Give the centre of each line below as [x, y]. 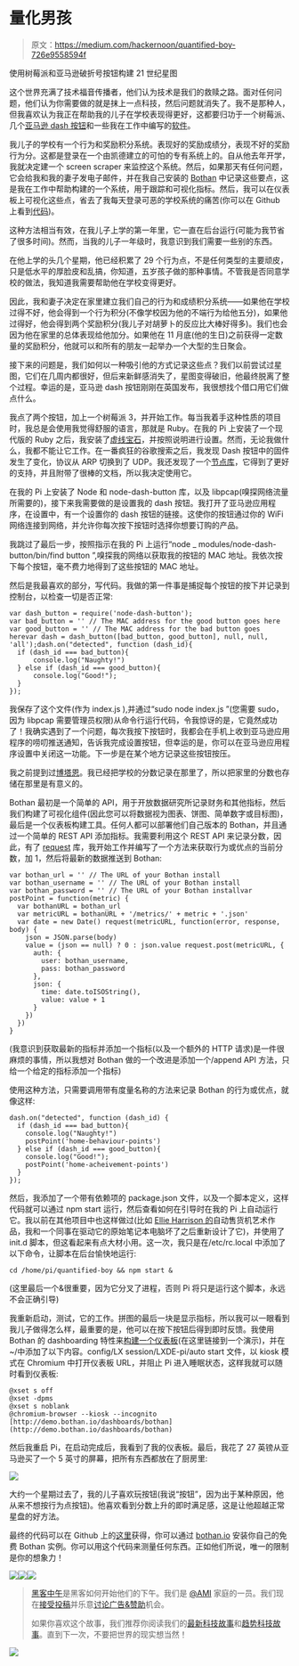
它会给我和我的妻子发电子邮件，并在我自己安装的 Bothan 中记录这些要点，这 [149, 177]
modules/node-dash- [238, 543]
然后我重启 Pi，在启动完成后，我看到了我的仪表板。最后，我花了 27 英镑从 [145, 1447]
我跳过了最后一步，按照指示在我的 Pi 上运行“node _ [103, 543]
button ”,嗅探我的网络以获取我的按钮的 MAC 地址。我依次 [171, 555]
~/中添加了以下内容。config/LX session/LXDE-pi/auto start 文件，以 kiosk [144, 1352]
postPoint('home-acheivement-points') [97, 1164]
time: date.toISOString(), [91, 992]
